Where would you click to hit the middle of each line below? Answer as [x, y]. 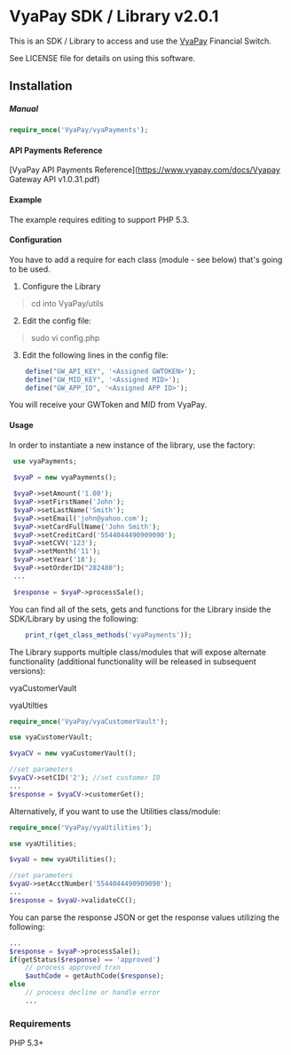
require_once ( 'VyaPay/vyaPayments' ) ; [79, 131]
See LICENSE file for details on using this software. [102, 58]
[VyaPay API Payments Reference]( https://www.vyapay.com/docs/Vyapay [145, 170]
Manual [24, 108]
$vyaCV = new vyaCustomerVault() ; [73, 754]
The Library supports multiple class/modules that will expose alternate [138, 652]
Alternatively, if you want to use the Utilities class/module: [115, 811]
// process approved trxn [73, 968]
